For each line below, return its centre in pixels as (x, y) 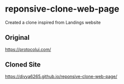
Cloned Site (23, 65)
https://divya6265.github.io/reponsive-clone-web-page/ (61, 76)
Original (17, 38)
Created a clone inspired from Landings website (53, 22)
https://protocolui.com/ (28, 49)
